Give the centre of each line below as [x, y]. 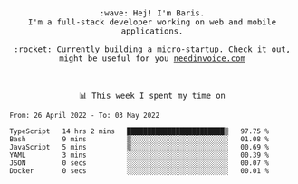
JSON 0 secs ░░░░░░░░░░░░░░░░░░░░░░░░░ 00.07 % [139, 163]
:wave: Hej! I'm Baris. [152, 13]
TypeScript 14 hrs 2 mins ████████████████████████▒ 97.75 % [139, 131]
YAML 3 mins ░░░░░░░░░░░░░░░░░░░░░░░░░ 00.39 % [139, 155]
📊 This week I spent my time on [152, 96]
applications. [152, 31]
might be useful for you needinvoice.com [152, 58]
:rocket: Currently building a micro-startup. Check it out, [152, 49]
